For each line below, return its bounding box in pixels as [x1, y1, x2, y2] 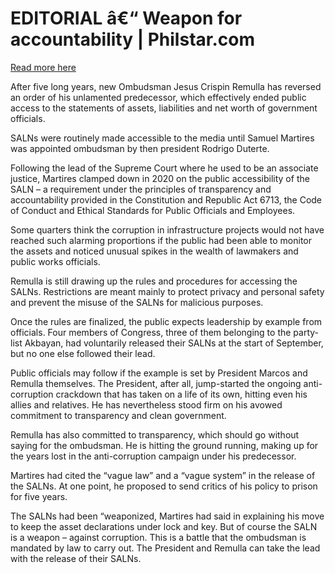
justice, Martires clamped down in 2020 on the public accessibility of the [10, 172, 310, 184]
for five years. [10, 490, 68, 502]
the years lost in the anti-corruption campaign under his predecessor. [10, 450, 297, 462]
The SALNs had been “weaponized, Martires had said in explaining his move [10, 510, 325, 522]
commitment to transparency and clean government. [10, 409, 227, 421]
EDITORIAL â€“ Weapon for [10, 7, 243, 30]
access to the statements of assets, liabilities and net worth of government [10, 102, 318, 114]
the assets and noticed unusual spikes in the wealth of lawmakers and [10, 245, 299, 257]
